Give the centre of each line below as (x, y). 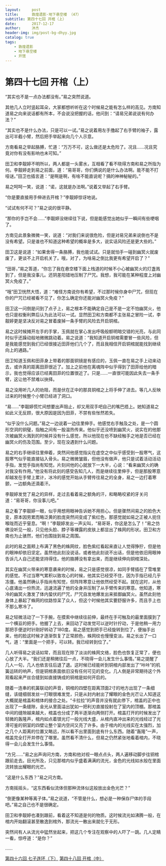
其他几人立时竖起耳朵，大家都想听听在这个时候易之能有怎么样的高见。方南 (81, 107)
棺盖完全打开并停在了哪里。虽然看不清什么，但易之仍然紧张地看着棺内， (79, 738)
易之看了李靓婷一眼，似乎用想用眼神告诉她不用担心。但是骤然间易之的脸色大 (83, 511)
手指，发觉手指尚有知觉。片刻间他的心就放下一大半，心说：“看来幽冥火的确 (82, 465)
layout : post (23, 10)
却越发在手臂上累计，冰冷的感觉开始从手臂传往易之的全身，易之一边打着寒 (81, 477)
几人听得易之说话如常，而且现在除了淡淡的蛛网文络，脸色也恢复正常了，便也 (83, 653)
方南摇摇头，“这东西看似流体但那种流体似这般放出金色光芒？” (68, 788)
